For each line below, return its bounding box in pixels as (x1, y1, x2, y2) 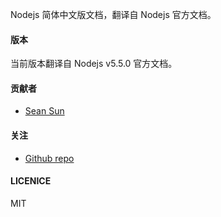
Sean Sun (24, 105, 65, 117)
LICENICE (10, 175, 52, 187)
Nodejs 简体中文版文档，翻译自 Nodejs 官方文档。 (10, 9, 217, 20)
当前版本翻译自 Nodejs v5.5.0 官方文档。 (10, 58, 178, 70)
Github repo (24, 152, 75, 164)
